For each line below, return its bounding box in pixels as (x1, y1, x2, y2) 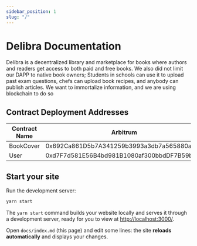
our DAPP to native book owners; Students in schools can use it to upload (6, 71, 184, 78)
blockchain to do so (6, 90, 54, 97)
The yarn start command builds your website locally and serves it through (6, 209, 188, 216)
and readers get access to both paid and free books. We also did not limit (6, 65, 184, 72)
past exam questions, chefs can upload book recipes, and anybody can (6, 78, 179, 85)
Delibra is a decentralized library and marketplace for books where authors (6, 59, 187, 66)
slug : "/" (6, 14, 30, 20)
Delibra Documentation (6, 39, 121, 53)
